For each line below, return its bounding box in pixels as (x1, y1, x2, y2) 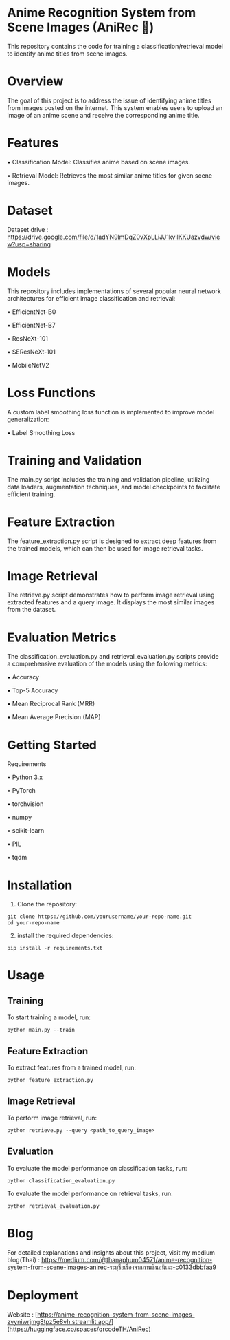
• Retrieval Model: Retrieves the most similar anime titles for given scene (7, 171, 213, 180)
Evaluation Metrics (7, 630, 117, 645)
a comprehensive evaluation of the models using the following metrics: (7, 659, 207, 668)
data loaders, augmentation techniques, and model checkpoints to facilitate (7, 482, 221, 491)
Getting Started (7, 737, 97, 753)
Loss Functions (7, 385, 96, 401)
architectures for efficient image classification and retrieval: (7, 294, 176, 302)
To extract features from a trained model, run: (7, 1063, 136, 1072)
